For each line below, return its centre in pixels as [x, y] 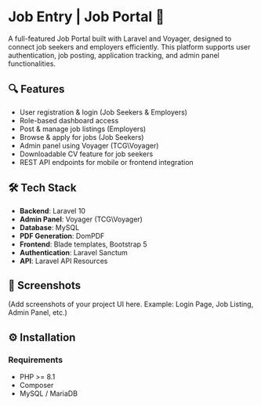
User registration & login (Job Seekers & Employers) [103, 112]
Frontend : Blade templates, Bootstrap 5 [83, 244]
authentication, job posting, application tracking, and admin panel [114, 55]
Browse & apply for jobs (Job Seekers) [82, 137]
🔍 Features [36, 89]
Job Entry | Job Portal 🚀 [86, 17]
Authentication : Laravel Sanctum [73, 252]
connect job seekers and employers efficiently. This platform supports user [129, 46]
